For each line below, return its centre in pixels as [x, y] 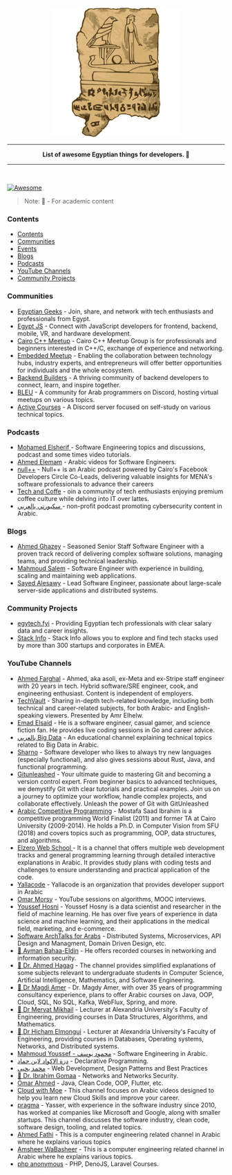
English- [198, 708]
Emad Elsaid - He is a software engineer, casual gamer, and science [114, 722]
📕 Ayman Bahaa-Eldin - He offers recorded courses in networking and [116, 950]
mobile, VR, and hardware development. [74, 333]
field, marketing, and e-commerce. [66, 928]
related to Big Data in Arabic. [58, 745]
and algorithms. [39, 840]
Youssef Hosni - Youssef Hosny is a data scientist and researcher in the [119, 907]
